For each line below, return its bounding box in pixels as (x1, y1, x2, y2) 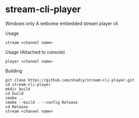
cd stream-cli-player (5, 82, 51, 87)
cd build (5, 91, 24, 96)
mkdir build (5, 86, 30, 92)
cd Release (5, 104, 28, 109)
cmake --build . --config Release (5, 100, 78, 105)
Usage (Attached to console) (5, 49, 65, 55)
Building (5, 68, 23, 74)
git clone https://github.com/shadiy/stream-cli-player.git (5, 77, 135, 82)
